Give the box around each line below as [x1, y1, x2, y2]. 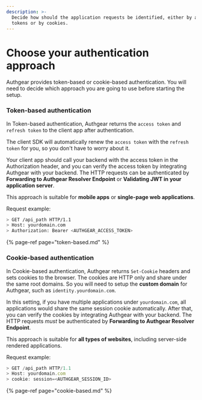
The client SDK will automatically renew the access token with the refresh [6, 138, 189, 145]
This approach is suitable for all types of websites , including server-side [6, 335, 187, 343]
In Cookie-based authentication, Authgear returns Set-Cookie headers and [6, 267, 191, 274]
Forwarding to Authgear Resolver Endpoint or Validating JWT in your [6, 175, 182, 182]
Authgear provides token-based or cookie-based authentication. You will [6, 79, 186, 86]
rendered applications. [6, 342, 62, 349]
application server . [6, 182, 55, 189]
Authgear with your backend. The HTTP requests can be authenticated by [6, 169, 189, 176]
